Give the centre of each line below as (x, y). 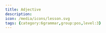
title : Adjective (23, 9)
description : (19, 14)
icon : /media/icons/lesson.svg (38, 18)
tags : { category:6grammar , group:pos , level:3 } (53, 23)
